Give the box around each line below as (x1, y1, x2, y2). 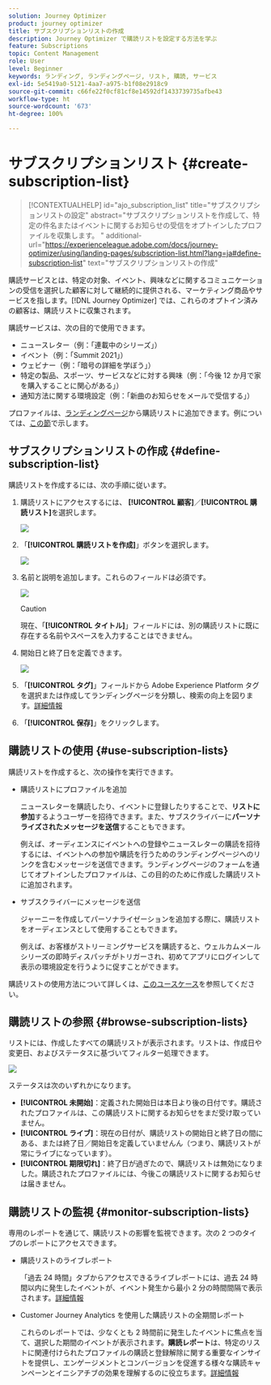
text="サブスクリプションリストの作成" (87, 257, 218, 268)
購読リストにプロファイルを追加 (19, 784, 127, 794)
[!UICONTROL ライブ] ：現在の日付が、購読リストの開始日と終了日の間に (19, 1129, 264, 1138)
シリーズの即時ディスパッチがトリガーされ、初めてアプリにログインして (19, 951, 260, 961)
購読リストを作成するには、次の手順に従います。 (8, 480, 171, 489)
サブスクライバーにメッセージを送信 (19, 897, 142, 906)
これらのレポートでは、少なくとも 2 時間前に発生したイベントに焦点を (19, 1327, 256, 1337)
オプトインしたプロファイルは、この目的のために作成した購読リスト (34, 869, 261, 879)
